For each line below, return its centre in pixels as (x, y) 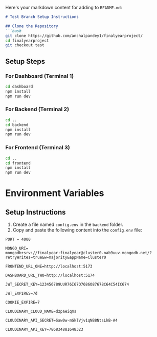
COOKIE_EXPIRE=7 (23, 303)
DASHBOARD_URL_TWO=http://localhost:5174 (50, 276)
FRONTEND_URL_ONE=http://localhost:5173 (49, 267)
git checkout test (25, 45)
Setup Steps (25, 61)
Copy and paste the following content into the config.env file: (77, 230)
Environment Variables (55, 193)
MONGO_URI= (17, 249)
